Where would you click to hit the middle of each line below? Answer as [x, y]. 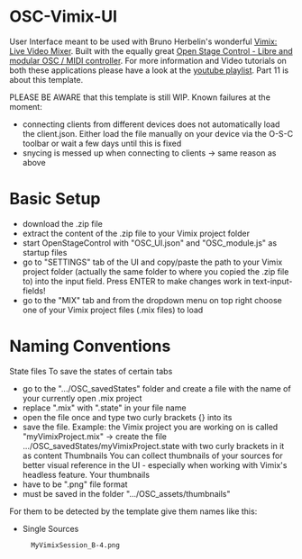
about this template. [46, 79]
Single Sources [50, 528]
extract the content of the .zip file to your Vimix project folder [136, 233]
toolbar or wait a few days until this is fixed [102, 143]
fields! [34, 291]
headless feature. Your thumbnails [86, 474]
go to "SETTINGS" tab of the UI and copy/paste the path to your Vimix [152, 262]
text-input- [272, 281]
